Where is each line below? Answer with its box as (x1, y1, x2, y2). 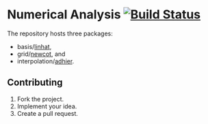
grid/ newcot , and (16, 50, 66, 58)
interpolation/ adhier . (16, 57, 75, 65)
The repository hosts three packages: (7, 29, 113, 37)
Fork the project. (16, 95, 64, 103)
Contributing (7, 77, 63, 89)
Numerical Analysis (7, 7, 121, 22)
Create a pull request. (16, 109, 79, 117)
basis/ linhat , (16, 42, 52, 50)
